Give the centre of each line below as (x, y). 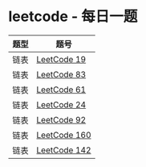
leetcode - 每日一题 (73, 17)
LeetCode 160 (64, 135)
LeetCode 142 (64, 150)
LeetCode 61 (61, 90)
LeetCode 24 (61, 104)
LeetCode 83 (61, 74)
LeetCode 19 (61, 59)
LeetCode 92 (61, 119)
